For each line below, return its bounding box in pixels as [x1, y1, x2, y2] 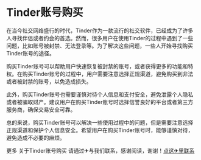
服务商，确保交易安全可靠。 [6, 106, 76, 113]
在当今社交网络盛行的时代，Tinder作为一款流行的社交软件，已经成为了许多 [6, 27, 194, 34]
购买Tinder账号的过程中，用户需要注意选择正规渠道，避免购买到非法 [22, 70, 194, 77]
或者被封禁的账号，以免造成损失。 [6, 77, 92, 85]
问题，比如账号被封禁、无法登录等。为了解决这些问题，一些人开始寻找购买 [6, 42, 193, 49]
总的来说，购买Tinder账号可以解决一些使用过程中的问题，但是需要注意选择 [6, 119, 194, 126]
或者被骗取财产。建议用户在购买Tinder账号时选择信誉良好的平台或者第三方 [6, 98, 194, 105]
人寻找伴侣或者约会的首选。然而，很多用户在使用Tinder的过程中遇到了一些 [6, 34, 194, 41]
